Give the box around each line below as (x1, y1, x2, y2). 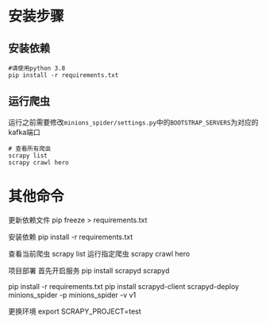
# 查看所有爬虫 (8, 145, 52, 152)
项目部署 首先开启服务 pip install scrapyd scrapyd (8, 265, 170, 275)
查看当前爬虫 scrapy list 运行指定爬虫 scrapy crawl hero (8, 249, 191, 258)
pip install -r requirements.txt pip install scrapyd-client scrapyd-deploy (8, 281, 240, 291)
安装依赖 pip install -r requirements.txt (8, 232, 133, 241)
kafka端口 (8, 127, 41, 137)
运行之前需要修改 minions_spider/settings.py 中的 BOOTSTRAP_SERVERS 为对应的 (8, 117, 259, 127)
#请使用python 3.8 (8, 64, 66, 72)
